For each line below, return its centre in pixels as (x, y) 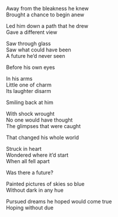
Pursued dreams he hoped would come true (59, 201)
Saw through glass (29, 44)
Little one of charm (29, 85)
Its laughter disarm (29, 91)
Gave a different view (32, 32)
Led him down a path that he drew (47, 26)
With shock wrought (30, 114)
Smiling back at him (30, 102)
